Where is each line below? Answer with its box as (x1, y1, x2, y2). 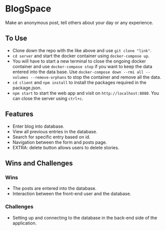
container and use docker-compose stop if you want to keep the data (12, 63, 152, 69)
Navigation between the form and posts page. (12, 139, 107, 145)
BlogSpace (5, 3, 51, 15)
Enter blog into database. (12, 123, 64, 129)
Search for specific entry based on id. (12, 134, 91, 140)
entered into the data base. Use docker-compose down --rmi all (12, 69, 144, 75)
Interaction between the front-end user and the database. (12, 191, 131, 197)
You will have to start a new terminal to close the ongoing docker (12, 58, 146, 64)
